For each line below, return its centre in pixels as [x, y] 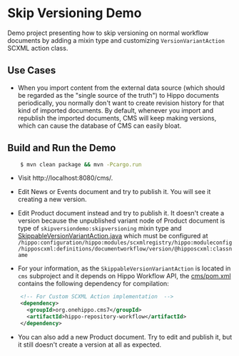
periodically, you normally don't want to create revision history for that [121, 103]
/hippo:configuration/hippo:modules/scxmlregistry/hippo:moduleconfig [125, 243]
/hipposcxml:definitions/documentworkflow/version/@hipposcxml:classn [125, 249]
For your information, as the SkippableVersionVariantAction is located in [124, 268]
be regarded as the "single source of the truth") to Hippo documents [118, 95]
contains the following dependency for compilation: [93, 284]
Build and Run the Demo [62, 148]
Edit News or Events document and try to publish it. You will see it [114, 192]
